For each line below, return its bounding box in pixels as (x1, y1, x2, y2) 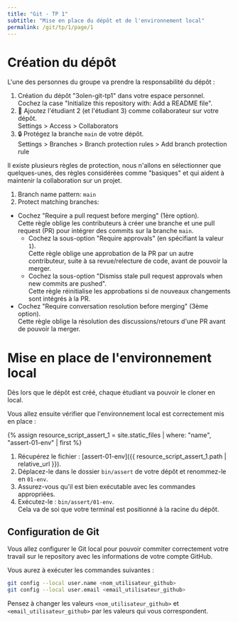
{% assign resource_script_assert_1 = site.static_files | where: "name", (7, 431, 212, 439)
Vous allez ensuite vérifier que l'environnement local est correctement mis (7, 409, 225, 418)
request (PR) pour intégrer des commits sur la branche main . (17, 227, 194, 235)
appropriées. (17, 490, 55, 498)
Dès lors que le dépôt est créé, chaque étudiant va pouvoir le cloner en (7, 388, 215, 397)
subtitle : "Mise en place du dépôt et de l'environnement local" (7, 17, 205, 24)
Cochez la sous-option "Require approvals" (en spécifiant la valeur (28, 234, 224, 242)
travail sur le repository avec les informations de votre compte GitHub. (7, 552, 213, 561)
